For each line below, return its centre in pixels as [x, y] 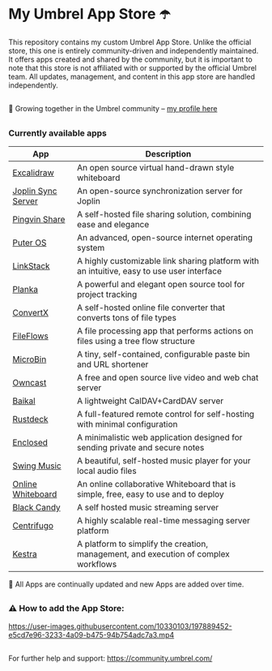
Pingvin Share [39, 220]
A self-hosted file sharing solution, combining [164, 214]
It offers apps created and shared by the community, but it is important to [130, 59]
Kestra [25, 554]
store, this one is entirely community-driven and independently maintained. [134, 50]
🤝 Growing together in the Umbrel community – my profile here [113, 109]
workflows [97, 565]
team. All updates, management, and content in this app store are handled [132, 76]
